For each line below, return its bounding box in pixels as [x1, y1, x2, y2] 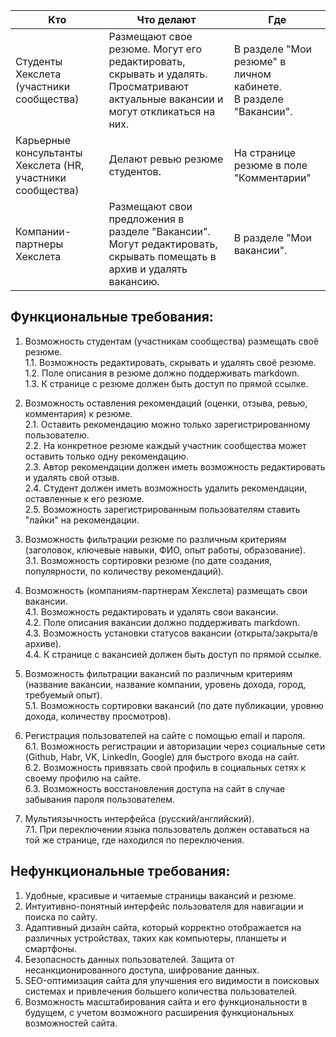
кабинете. [233, 80, 282, 93]
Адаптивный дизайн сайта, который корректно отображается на [24, 921, 302, 933]
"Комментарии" [233, 171, 312, 184]
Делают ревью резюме [108, 152, 224, 166]
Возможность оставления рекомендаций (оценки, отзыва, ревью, [24, 397, 308, 409]
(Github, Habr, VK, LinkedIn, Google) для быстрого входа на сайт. [24, 750, 300, 763]
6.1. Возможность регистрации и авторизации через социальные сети [24, 740, 326, 752]
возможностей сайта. [24, 1017, 118, 1029]
